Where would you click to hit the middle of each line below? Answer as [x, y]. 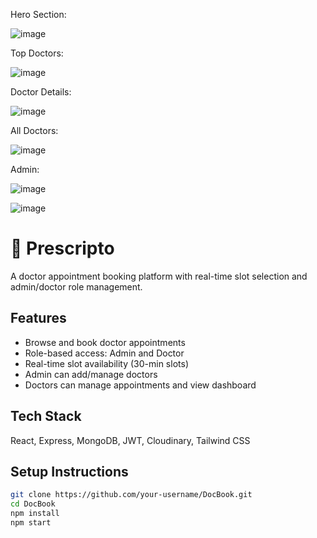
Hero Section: [38, 14]
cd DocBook [33, 504]
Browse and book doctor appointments [105, 342]
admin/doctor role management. [76, 286]
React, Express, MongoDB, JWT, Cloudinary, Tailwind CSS [130, 440]
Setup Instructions [69, 471]
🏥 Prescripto [62, 248]
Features [38, 318]
